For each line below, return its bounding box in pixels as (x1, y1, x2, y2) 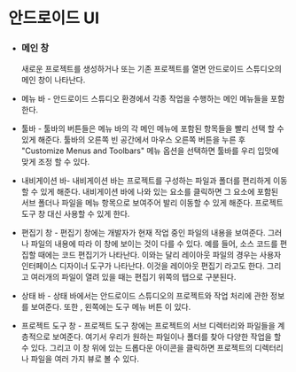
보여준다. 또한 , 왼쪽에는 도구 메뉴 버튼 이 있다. (30, 302, 191, 313)
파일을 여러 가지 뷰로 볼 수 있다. (30, 353, 139, 364)
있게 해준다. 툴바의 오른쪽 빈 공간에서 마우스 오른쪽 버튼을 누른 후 (20, 135, 245, 145)
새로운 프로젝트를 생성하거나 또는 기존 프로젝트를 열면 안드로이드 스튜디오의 (20, 64, 283, 74)
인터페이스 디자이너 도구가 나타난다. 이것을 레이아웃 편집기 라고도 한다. (20, 260, 265, 271)
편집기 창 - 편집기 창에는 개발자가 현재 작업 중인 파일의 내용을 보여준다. (20, 228, 266, 238)
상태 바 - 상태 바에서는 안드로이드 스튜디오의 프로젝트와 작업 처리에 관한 (20, 291, 269, 301)
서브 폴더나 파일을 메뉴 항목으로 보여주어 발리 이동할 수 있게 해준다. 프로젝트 (20, 198, 284, 208)
